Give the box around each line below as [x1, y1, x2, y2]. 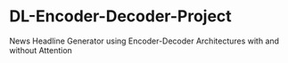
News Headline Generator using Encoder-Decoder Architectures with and [9, 35, 279, 46]
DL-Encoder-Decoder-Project [9, 6, 232, 27]
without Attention [9, 44, 73, 55]
